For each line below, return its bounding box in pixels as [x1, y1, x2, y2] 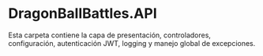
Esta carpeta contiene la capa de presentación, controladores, [8, 30, 212, 40]
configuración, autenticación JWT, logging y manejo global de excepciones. [8, 38, 256, 47]
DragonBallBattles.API [8, 5, 158, 23]
